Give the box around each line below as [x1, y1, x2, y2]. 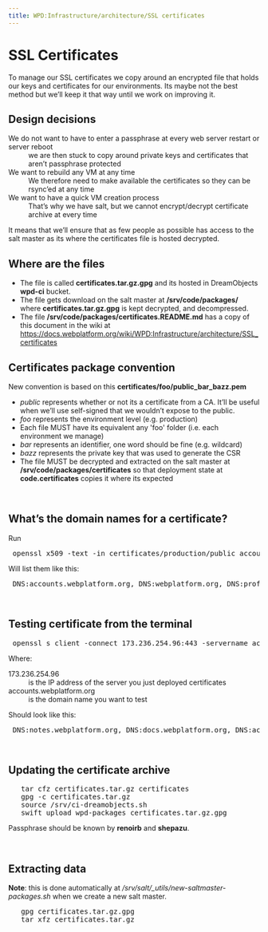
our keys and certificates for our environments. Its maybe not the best [8, 81, 238, 90]
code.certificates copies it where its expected [19, 474, 174, 483]
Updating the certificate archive [8, 764, 171, 777]
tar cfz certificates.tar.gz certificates [21, 784, 190, 794]
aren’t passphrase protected [28, 159, 122, 168]
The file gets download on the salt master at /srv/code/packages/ [19, 295, 238, 305]
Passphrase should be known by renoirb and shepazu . [8, 823, 190, 833]
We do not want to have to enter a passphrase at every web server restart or [8, 133, 260, 144]
